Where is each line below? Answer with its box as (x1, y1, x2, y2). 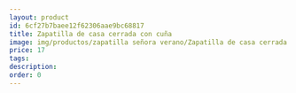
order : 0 (9, 71, 42, 80)
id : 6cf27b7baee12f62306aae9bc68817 (9, 21, 144, 30)
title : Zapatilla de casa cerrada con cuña (9, 29, 173, 38)
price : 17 (9, 46, 46, 55)
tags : (9, 54, 29, 63)
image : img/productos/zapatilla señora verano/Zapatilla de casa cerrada (9, 37, 288, 47)
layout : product (9, 12, 69, 22)
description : (9, 63, 58, 72)
